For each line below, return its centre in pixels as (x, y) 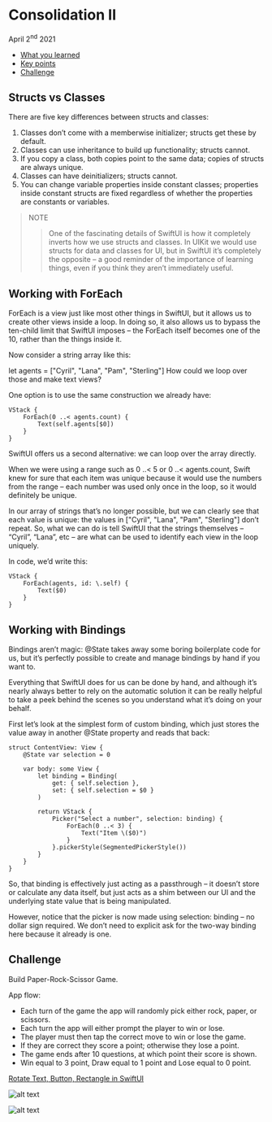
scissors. (35, 1019)
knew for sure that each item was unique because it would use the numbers (135, 478)
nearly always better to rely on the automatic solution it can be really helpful (135, 691)
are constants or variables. (65, 202)
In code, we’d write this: (48, 561)
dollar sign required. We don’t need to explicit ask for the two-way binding (132, 926)
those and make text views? (55, 379)
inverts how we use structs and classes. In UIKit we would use (153, 242)
